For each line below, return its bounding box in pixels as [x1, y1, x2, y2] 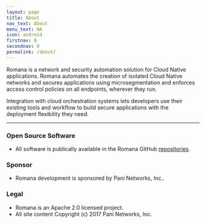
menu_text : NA [6, 26, 43, 33]
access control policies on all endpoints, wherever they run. [6, 85, 158, 93]
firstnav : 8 [6, 37, 37, 44]
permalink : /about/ [6, 49, 56, 55]
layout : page [6, 9, 40, 15]
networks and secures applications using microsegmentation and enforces [6, 79, 195, 86]
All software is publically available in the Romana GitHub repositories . [15, 145, 191, 153]
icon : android [6, 32, 43, 38]
